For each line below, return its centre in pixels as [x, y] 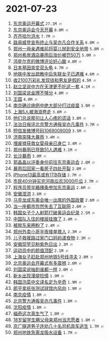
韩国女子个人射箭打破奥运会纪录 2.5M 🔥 [54, 212]
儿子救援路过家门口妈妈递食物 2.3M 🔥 [52, 238]
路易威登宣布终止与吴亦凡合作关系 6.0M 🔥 [56, 42]
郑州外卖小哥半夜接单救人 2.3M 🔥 [47, 231]
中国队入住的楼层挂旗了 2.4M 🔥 [45, 219]
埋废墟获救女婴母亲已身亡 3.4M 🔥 [47, 143]
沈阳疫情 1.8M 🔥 [30, 307]
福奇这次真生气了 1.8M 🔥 [39, 313]
